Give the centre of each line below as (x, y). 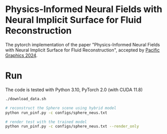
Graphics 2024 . (22, 55)
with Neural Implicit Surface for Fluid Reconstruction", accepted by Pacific (82, 50)
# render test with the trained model (46, 122)
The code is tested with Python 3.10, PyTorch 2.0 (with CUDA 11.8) (74, 90)
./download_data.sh (26, 99)
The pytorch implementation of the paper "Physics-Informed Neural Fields (83, 44)
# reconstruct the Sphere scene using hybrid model (61, 108)
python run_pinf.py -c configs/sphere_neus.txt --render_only (72, 126)
